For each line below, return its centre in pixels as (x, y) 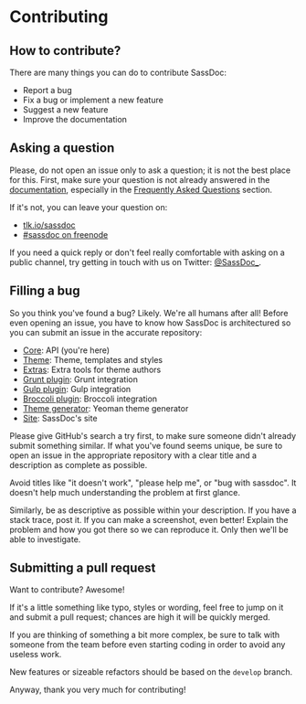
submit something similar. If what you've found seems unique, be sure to (146, 445)
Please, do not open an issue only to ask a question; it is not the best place (150, 170)
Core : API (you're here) (66, 350)
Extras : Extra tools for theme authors (92, 369)
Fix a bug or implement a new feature (93, 100)
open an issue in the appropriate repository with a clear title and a (133, 455)
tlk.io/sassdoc (49, 225)
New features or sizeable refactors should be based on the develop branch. (151, 672)
